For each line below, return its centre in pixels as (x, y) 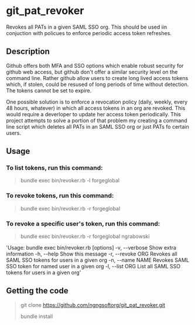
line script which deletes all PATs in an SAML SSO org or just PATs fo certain (97, 126)
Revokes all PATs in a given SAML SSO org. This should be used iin (87, 27)
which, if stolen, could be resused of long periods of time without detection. (97, 84)
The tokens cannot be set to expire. (49, 90)
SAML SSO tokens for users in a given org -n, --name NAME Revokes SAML (97, 260)
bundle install (37, 316)
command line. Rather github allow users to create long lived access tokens (97, 78)
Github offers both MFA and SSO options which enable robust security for (95, 65)
